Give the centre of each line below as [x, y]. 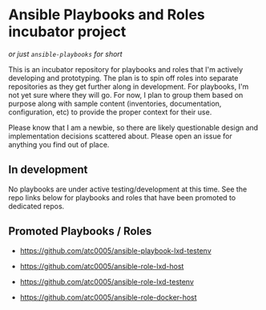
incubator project [67, 32]
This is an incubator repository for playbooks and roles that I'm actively [126, 69]
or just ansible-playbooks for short [65, 54]
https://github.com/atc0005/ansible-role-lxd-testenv [107, 281]
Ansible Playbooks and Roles [107, 15]
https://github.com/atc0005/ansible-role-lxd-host [102, 266]
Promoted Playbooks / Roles [80, 231]
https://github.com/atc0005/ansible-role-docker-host [109, 297]
